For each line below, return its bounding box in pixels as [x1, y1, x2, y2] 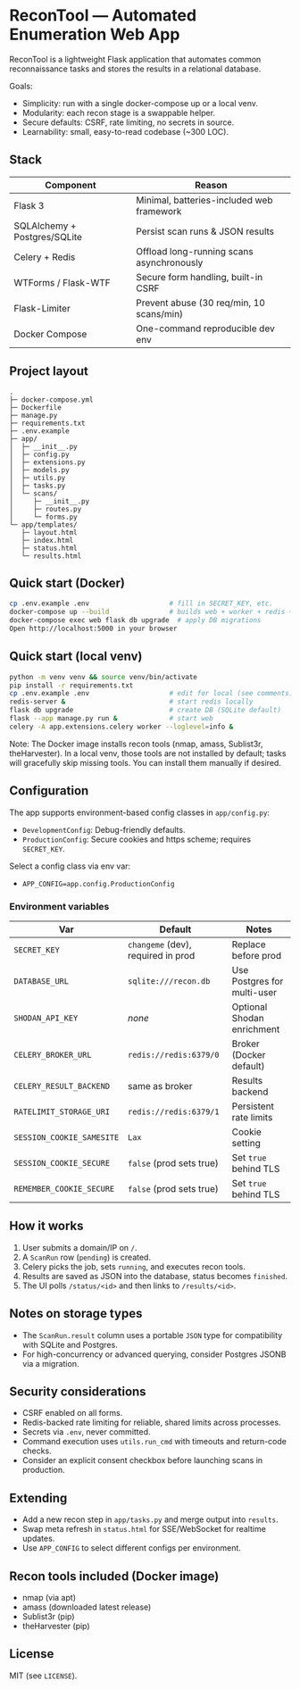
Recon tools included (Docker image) [9, 1568, 220, 1584]
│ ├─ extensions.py [9, 457, 87, 467]
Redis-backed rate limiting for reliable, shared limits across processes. [21, 1417, 281, 1428]
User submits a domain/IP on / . [21, 1242, 137, 1252]
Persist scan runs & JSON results [136, 225, 275, 237]
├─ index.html [21, 536, 74, 545]
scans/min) [136, 307, 184, 320]
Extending [9, 1490, 68, 1505]
